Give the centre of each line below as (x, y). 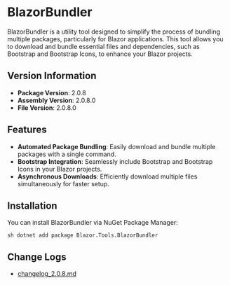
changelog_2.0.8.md (47, 274)
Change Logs (37, 257)
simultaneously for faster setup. (63, 183)
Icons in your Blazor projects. (60, 169)
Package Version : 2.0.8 (52, 92)
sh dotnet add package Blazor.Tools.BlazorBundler (83, 235)
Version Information (52, 76)
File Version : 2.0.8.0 (47, 107)
